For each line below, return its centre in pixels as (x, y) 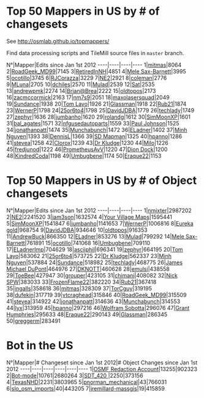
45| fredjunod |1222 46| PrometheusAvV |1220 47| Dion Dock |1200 (87, 149)
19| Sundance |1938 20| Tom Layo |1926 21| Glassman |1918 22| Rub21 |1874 (96, 104)
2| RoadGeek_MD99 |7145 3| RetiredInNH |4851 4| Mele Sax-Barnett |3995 (96, 71)
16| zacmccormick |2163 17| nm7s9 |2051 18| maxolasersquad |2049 (88, 97)
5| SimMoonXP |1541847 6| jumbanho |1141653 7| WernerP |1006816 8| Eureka (100, 223)
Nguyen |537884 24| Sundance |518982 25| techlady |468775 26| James (94, 262)
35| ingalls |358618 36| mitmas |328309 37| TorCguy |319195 (79, 288)
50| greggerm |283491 (33, 321)
